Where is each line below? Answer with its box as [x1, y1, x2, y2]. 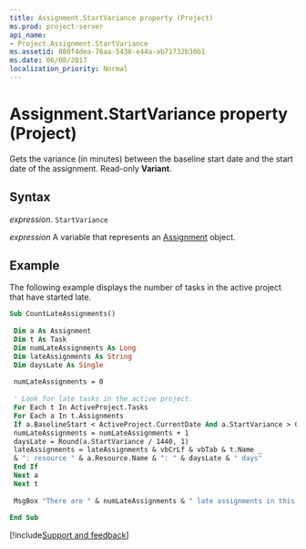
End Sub [9, 513, 39, 523]
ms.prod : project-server [9, 22, 104, 31]
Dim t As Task [13, 335, 67, 344]
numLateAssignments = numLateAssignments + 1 [13, 428, 189, 438]
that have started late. [9, 291, 92, 302]
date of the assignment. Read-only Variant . [9, 163, 172, 174]
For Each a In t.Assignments [13, 411, 125, 420]
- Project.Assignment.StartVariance [9, 38, 148, 48]
